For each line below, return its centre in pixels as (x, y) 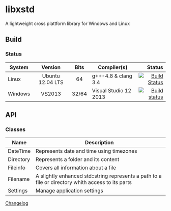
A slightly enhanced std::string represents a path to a (98, 176)
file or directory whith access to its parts (84, 182)
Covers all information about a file (76, 168)
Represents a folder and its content (77, 160)
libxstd (20, 9)
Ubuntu (51, 76)
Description (99, 143)
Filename (19, 179)
